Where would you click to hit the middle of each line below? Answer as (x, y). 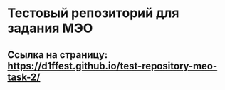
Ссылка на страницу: (58, 55)
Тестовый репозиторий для (93, 13)
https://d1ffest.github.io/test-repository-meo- (112, 66)
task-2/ (24, 77)
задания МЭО (50, 28)
